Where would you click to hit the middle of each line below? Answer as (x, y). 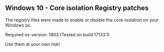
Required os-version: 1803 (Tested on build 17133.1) (57, 34)
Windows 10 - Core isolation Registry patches (77, 8)
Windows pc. (19, 25)
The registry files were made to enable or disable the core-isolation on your (82, 20)
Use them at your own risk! (33, 44)
